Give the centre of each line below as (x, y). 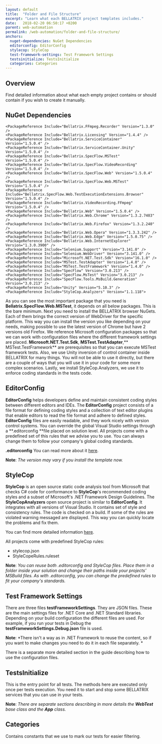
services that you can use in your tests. (45, 695)
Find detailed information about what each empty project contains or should (81, 95)
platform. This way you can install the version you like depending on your (78, 321)
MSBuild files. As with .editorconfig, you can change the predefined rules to (81, 576)
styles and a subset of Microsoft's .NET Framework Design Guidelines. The (80, 497)
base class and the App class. (36, 709)
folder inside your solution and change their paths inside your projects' (76, 570)
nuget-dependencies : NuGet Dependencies (51, 41)
